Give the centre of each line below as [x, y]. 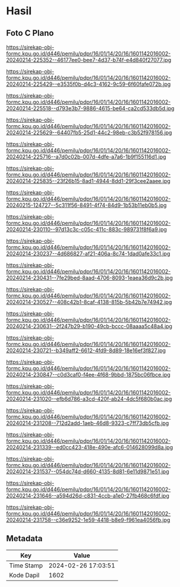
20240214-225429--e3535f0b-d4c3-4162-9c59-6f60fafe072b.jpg [89, 84]
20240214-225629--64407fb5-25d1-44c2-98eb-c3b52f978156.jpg [89, 133]
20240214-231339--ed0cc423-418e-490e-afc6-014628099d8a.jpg [90, 447]
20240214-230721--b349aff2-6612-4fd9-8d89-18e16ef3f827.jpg [86, 350]
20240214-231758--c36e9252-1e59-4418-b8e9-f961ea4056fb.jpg [88, 520]
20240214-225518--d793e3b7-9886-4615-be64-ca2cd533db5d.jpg [90, 108]
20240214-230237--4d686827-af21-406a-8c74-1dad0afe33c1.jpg [88, 254]
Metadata [24, 538]
